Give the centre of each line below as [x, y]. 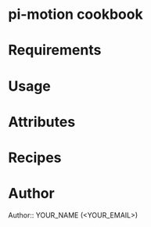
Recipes [35, 157]
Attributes [42, 122]
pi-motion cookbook [75, 14]
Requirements [55, 50]
